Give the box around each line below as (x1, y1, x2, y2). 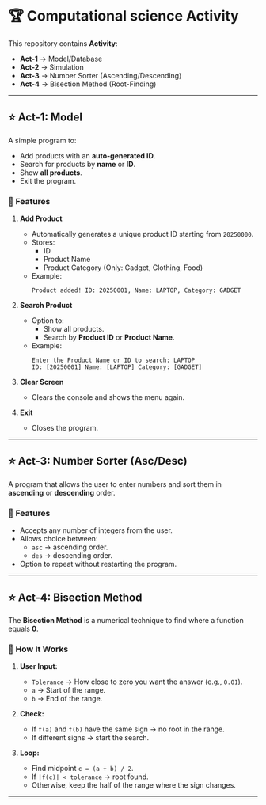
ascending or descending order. (8, 488, 116, 497)
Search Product (19, 301, 73, 310)
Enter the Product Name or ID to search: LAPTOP (31, 356, 196, 365)
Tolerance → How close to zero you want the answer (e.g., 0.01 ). (31, 677, 243, 686)
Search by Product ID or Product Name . (43, 332, 175, 342)
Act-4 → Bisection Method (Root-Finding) (19, 79, 157, 89)
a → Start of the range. (31, 685, 106, 695)
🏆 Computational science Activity (8, 7, 239, 25)
